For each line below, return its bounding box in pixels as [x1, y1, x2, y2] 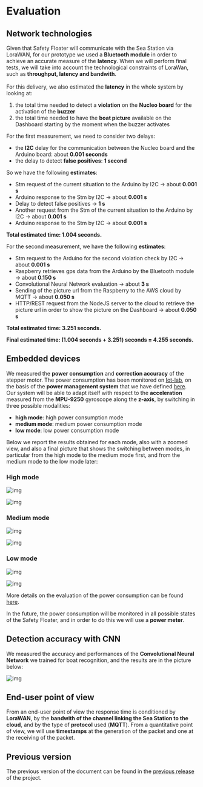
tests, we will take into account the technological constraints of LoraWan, [6, 64, 189, 71]
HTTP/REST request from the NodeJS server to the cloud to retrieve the [15, 300, 195, 307]
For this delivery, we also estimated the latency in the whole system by [6, 83, 184, 90]
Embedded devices [6, 354, 81, 364]
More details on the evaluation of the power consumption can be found [6, 592, 184, 599]
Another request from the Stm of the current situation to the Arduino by [15, 206, 193, 214]
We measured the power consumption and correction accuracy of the [6, 370, 184, 377]
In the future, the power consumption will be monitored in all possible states [6, 610, 196, 617]
